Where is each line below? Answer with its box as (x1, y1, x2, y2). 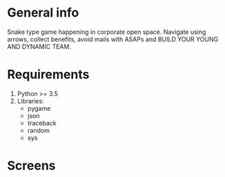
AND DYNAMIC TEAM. (7, 42, 71, 50)
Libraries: (17, 97, 45, 105)
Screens (7, 158, 56, 174)
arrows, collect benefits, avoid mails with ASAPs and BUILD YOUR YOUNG (7, 35, 219, 43)
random (27, 126, 50, 134)
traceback (27, 119, 57, 127)
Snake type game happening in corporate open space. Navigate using (7, 28, 206, 36)
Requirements (7, 67, 90, 82)
